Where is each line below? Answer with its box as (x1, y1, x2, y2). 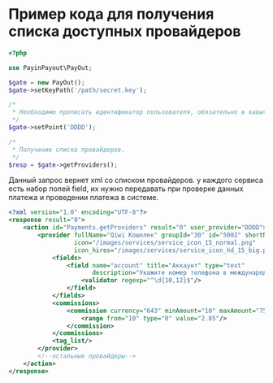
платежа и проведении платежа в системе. (8, 193, 159, 202)
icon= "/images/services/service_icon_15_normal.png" (73, 238, 256, 246)
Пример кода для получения (8, 5, 214, 24)
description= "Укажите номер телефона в (92, 269, 227, 277)
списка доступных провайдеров (8, 22, 241, 41)
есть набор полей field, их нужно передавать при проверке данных (8, 184, 244, 194)
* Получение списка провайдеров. (11, 146, 126, 154)
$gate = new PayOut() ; (8, 78, 85, 86)
